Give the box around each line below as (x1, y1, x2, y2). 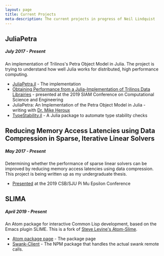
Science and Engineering (12, 97, 64, 103)
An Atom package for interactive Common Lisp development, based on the (5, 221, 157, 227)
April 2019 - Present (5, 209, 47, 215)
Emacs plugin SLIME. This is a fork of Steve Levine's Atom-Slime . (5, 226, 138, 232)
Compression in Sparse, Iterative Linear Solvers (5, 134, 155, 143)
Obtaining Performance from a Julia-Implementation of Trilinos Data (12, 86, 150, 92)
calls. (12, 246, 23, 252)
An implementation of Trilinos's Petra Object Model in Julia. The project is (5, 61, 155, 67)
